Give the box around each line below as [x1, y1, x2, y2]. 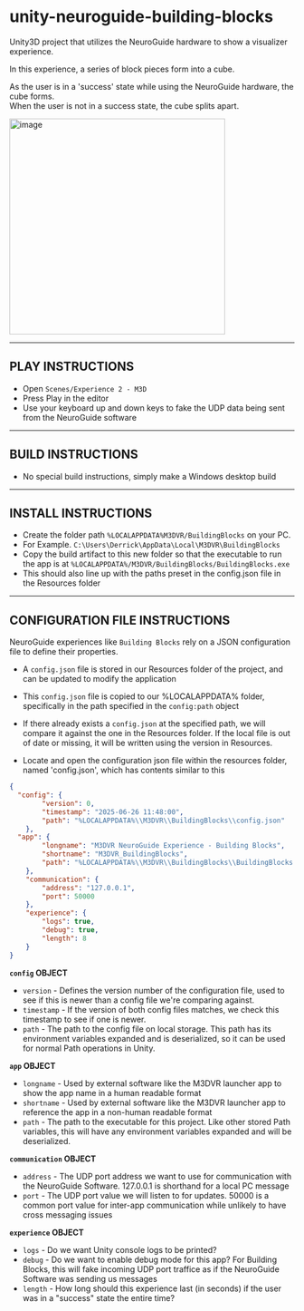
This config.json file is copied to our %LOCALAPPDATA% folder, [22, 691, 265, 702]
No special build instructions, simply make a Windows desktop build [22, 471, 277, 481]
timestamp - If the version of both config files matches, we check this [22, 1004, 280, 1015]
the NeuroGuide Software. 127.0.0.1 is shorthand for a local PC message [22, 1180, 290, 1191]
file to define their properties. [9, 646, 119, 657]
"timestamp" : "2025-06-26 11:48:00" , [42, 807, 184, 817]
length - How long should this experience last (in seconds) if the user [22, 1283, 282, 1294]
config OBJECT [9, 967, 68, 978]
